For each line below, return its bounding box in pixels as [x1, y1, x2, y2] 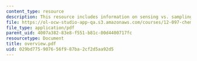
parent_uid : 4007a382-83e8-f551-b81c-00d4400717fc [6, 30, 133, 36]
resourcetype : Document [6, 35, 64, 41]
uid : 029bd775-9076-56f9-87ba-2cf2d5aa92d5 [6, 46, 114, 52]
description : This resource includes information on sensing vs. [6, 14, 169, 20]
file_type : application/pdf [6, 24, 75, 31]
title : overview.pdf [6, 41, 57, 47]
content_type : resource [6, 8, 64, 15]
